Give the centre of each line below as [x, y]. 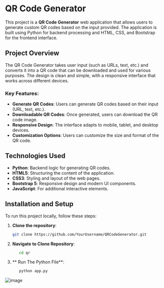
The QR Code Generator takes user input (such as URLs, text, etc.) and [77, 65]
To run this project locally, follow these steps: [51, 216]
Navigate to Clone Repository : [43, 244]
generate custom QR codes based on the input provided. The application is [81, 27]
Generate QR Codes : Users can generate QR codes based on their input [85, 104]
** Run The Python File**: [38, 262]
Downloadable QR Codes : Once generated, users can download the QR [85, 115]
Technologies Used [35, 156]
